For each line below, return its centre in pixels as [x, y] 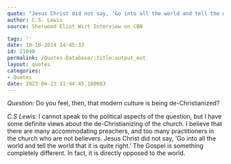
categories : [24, 71]
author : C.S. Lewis [35, 20]
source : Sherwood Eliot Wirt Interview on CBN [75, 26]
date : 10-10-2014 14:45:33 [46, 45]
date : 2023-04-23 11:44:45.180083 [57, 83]
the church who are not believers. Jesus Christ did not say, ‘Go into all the [112, 139]
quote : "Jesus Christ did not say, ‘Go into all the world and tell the [113, 13]
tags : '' [20, 39]
